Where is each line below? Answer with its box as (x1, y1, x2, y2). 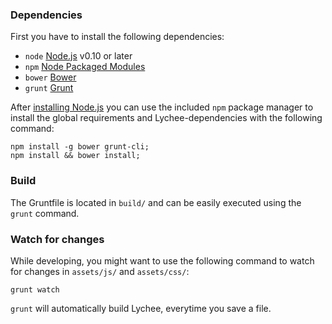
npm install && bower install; (10, 151, 141, 161)
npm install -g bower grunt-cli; (10, 142, 150, 152)
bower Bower (24, 71, 77, 83)
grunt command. (10, 207, 80, 219)
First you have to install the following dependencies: (10, 31, 225, 43)
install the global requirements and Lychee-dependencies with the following (10, 112, 323, 124)
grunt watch (10, 284, 60, 295)
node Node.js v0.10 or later (24, 50, 133, 62)
